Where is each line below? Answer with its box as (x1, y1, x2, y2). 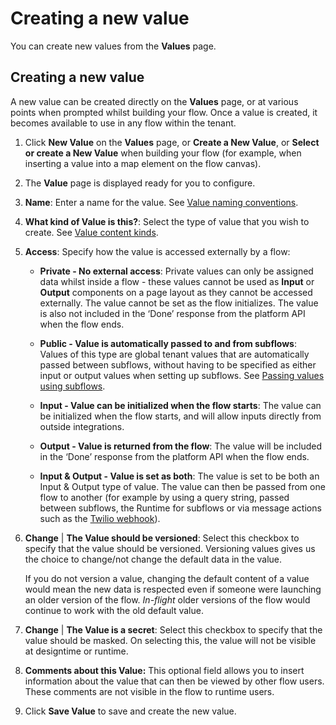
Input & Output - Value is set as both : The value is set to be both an (39, 470, 320, 482)
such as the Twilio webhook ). (39, 512, 161, 524)
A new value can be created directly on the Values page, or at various (10, 95, 299, 107)
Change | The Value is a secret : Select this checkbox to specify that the (24, 623, 323, 636)
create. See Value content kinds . (24, 226, 159, 238)
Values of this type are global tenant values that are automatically (39, 348, 310, 360)
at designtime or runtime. (24, 645, 129, 657)
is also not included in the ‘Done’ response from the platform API (39, 307, 306, 319)
